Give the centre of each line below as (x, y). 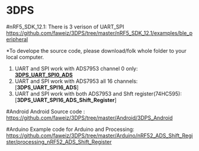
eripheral (17, 39)
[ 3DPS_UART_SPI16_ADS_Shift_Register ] (65, 100)
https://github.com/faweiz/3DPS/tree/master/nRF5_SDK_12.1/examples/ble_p (99, 33)
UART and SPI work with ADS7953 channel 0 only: (76, 68)
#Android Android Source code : (46, 111)
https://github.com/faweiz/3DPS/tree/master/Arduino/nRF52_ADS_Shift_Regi (99, 135)
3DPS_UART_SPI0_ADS (44, 75)
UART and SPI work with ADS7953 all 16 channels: (76, 81)
